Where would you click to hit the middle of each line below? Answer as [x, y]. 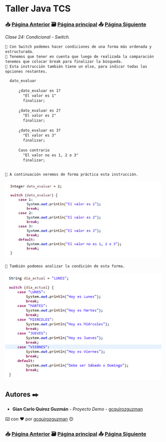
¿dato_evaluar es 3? [39, 130]
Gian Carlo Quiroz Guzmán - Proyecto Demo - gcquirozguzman [78, 409]
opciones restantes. [27, 72]
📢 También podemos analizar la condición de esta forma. [65, 266]
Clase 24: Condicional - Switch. [38, 37]
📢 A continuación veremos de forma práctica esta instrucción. [72, 175]
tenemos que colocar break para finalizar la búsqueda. [64, 62]
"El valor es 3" [40, 135]
